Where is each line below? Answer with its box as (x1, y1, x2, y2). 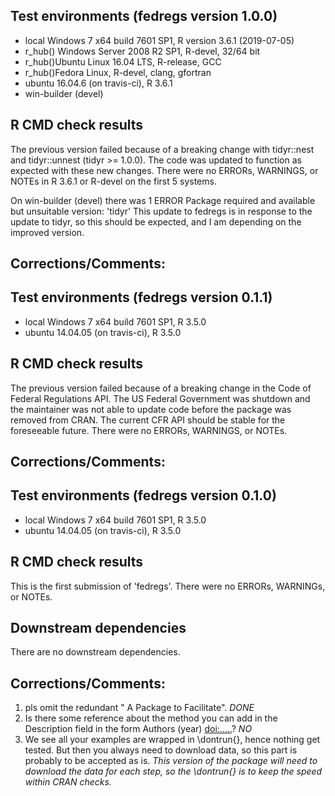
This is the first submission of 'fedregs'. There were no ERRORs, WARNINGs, (10, 580, 326, 592)
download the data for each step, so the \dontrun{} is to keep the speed (24, 765, 323, 778)
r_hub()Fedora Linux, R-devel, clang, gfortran (24, 66, 212, 78)
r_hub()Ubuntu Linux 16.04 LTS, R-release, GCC (24, 55, 222, 68)
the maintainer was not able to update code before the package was (10, 403, 292, 415)
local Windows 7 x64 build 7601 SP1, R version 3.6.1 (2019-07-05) (24, 34, 295, 46)
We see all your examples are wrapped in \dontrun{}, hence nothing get (24, 734, 321, 746)
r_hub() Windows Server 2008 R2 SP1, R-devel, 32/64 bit (24, 45, 261, 57)
